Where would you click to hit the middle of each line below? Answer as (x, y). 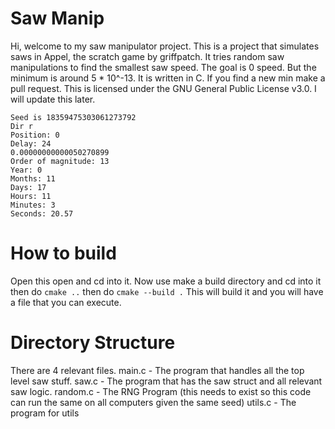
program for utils (45, 413)
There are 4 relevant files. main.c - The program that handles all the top (157, 370)
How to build (63, 253)
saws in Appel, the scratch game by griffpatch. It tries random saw (147, 56)
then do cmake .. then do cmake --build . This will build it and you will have (167, 291)
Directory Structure (93, 343)
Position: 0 (35, 135)
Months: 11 (33, 178)
